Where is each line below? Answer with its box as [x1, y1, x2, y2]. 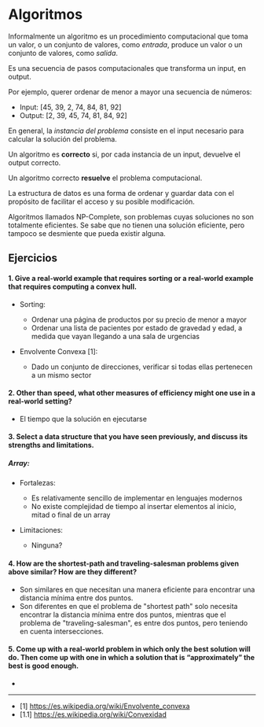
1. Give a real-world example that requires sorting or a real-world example [8, 273, 254, 282]
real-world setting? [8, 397, 72, 406]
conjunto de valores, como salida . [8, 48, 119, 57]
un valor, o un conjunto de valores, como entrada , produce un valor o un [8, 39, 243, 49]
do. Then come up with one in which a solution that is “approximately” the [8, 653, 255, 662]
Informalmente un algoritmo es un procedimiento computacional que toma [8, 31, 249, 41]
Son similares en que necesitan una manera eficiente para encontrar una [19, 585, 255, 594]
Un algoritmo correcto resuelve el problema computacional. [8, 173, 203, 183]
